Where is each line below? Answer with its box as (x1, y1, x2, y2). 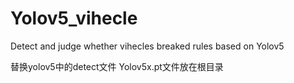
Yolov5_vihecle (10, 7, 138, 30)
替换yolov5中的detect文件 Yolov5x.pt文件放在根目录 (10, 60, 224, 72)
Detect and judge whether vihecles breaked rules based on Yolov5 (10, 40, 285, 52)
